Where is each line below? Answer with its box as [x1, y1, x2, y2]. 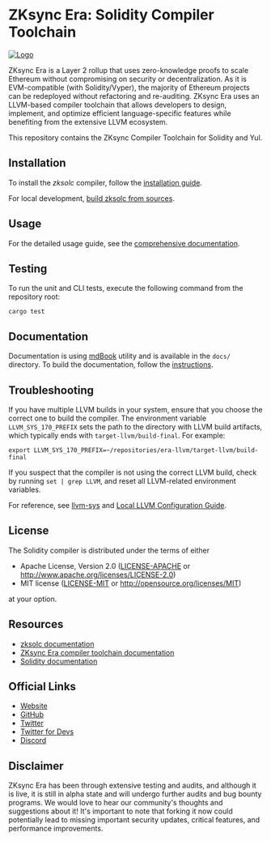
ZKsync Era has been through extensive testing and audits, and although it [8, 780, 256, 791]
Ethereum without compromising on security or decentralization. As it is [8, 74, 247, 83]
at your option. [8, 594, 57, 604]
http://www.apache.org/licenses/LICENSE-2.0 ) [19, 570, 176, 579]
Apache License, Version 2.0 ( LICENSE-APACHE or [19, 561, 191, 570]
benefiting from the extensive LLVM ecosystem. [8, 117, 168, 126]
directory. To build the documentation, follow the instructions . [8, 360, 214, 369]
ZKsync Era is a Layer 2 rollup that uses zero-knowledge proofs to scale [8, 65, 249, 75]
